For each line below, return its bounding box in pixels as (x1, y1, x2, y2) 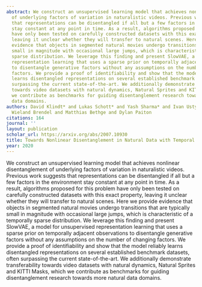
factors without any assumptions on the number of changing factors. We (6, 235, 186, 243)
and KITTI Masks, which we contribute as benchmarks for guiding (6, 268, 170, 275)
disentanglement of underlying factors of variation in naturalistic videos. (6, 166, 185, 173)
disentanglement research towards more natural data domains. (6, 274, 162, 281)
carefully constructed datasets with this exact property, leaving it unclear (6, 191, 188, 198)
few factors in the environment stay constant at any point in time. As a (6, 178, 180, 186)
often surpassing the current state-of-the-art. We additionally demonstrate (6, 255, 191, 262)
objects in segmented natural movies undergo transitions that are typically (6, 204, 191, 211)
